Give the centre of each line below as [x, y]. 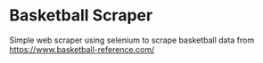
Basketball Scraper [81, 16]
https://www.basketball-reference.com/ [82, 49]
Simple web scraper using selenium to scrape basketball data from [132, 40]
